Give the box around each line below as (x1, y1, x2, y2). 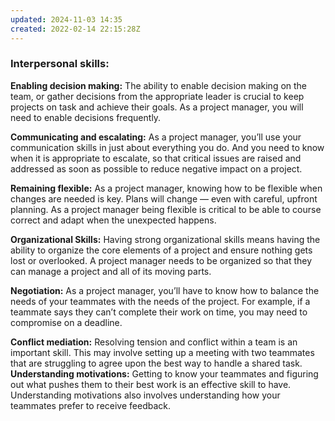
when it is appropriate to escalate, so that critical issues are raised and (10, 152, 302, 164)
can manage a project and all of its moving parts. (10, 265, 212, 277)
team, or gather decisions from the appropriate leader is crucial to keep (10, 90, 305, 102)
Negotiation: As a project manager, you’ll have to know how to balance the (10, 284, 320, 296)
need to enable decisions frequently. (10, 111, 162, 123)
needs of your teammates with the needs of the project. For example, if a (10, 295, 311, 307)
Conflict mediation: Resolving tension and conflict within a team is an (10, 336, 298, 348)
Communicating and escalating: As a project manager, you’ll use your (10, 131, 302, 143)
